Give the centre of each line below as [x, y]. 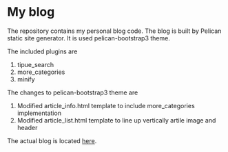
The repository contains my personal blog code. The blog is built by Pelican [114, 31]
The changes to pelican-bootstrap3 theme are [73, 92]
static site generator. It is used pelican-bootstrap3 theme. [89, 38]
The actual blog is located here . [52, 140]
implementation [39, 113]
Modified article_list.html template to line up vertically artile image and [116, 120]
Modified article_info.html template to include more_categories [106, 105]
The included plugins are [42, 51]
